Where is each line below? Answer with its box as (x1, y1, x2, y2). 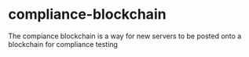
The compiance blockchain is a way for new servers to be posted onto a (8, 31, 242, 41)
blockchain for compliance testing (8, 39, 118, 48)
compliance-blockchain (8, 5, 167, 23)
